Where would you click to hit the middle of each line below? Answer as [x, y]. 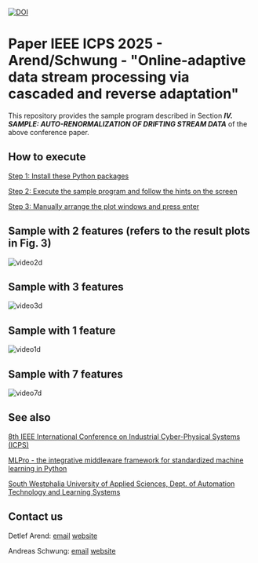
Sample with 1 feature [62, 330]
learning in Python [38, 468]
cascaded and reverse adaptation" [124, 94]
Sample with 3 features [66, 287]
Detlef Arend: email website [53, 536]
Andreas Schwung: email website [62, 550]
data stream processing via [99, 77]
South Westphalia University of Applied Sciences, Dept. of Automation [122, 484]
